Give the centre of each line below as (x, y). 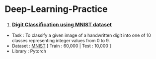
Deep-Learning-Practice (56, 9)
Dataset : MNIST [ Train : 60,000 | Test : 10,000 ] (61, 46)
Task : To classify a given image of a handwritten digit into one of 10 (81, 35)
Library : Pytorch (29, 51)
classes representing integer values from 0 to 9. (61, 41)
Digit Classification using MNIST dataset (62, 25)
